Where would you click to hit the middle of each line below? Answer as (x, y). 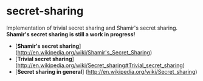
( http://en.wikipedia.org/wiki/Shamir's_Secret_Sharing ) (84, 52)
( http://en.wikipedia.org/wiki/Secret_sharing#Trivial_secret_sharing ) (100, 65)
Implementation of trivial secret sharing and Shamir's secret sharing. (92, 28)
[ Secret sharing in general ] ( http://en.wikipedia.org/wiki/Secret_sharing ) (106, 71)
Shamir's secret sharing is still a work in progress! (71, 34)
